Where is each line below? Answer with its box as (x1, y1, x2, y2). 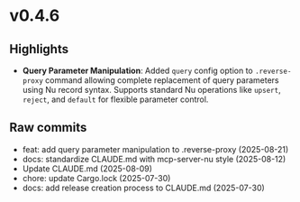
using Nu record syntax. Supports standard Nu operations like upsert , (22, 85, 281, 95)
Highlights (9, 41, 69, 57)
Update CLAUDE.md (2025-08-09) (22, 163, 153, 174)
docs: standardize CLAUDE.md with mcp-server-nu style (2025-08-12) (22, 153, 286, 164)
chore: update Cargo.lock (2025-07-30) (22, 172, 171, 183)
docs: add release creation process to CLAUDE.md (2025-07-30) (22, 182, 266, 193)
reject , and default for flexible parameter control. (22, 94, 209, 105)
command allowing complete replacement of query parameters (44, 75, 279, 86)
